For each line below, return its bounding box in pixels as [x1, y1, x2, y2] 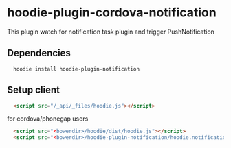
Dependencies [7, 47, 71, 59]
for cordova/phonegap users [7, 114, 89, 123]
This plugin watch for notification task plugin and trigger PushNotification [7, 27, 215, 36]
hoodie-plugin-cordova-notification [7, 5, 217, 21]
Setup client [7, 84, 60, 96]
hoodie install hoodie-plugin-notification [13, 65, 140, 73]
